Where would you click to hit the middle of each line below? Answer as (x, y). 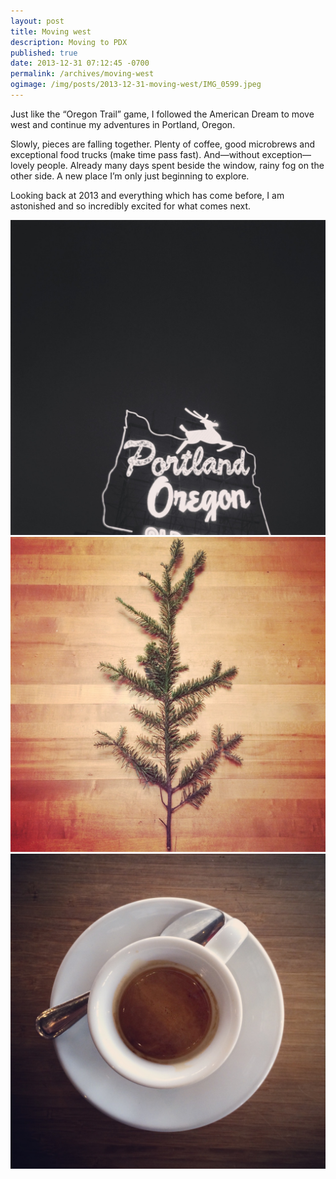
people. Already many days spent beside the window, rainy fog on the (180, 165)
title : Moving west (51, 31)
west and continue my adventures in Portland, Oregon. (123, 124)
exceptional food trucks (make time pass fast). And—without (135, 154)
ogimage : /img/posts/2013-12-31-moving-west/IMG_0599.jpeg (136, 85)
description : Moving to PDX (69, 42)
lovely (22, 165)
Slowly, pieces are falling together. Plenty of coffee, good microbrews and (163, 144)
